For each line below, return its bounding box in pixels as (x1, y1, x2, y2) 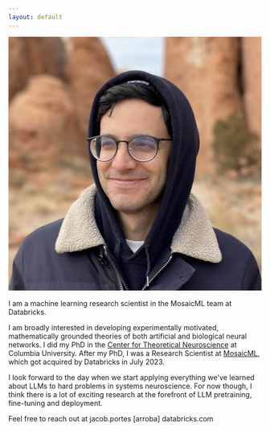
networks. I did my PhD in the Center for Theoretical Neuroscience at (8, 339, 237, 350)
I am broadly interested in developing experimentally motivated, (8, 322, 219, 332)
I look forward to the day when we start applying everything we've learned (8, 372, 255, 382)
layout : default (8, 13, 63, 21)
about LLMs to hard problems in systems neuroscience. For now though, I (8, 381, 252, 391)
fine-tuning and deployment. (8, 398, 103, 408)
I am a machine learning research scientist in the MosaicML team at (8, 298, 232, 308)
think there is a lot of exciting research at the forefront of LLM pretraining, (8, 389, 252, 399)
